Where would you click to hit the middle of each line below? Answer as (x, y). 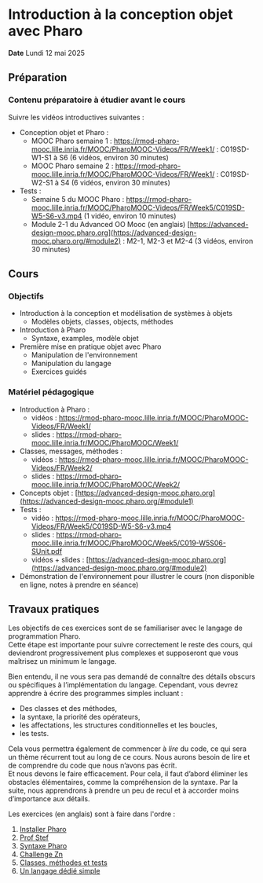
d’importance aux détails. (49, 799)
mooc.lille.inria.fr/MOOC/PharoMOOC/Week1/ (105, 442)
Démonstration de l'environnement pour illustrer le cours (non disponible (137, 576)
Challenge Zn (41, 855)
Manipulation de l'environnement (84, 355)
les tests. (34, 734)
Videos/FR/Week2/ (62, 467)
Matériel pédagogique (51, 392)
